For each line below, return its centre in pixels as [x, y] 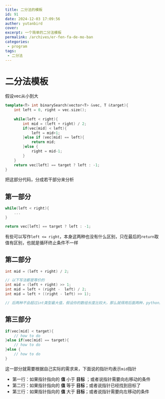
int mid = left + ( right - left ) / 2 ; [46, 290]
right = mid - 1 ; [47, 151]
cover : [12, 28]
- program [17, 46]
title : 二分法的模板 [24, 10]
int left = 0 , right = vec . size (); [50, 110]
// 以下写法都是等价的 [25, 280]
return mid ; [43, 142]
